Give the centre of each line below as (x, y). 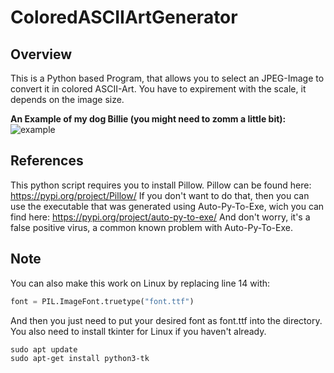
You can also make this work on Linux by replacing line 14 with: (140, 283)
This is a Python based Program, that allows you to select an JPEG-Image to (167, 78)
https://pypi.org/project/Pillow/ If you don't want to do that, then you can (160, 195)
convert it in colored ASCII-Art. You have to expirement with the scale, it (158, 89)
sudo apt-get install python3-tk (80, 358)
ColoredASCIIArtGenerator (124, 17)
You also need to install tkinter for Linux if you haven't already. (138, 331)
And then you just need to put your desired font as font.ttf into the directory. (166, 320)
